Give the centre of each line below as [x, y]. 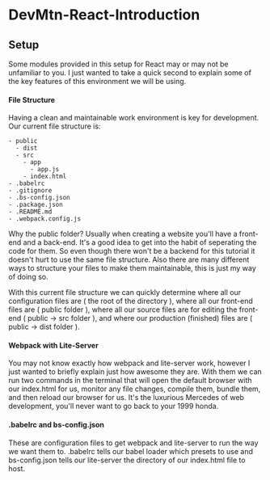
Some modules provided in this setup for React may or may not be [118, 64]
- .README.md [30, 212]
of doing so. [28, 277]
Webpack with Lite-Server [53, 345]
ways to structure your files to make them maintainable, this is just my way [132, 268]
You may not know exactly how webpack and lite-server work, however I [129, 363]
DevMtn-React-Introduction [104, 15]
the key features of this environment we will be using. [97, 81]
